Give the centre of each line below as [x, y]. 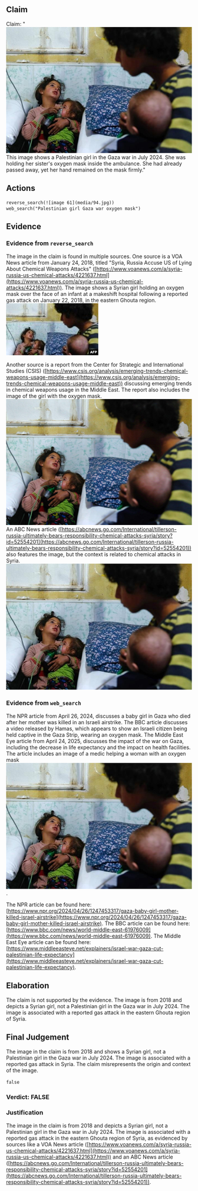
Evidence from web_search [44, 703]
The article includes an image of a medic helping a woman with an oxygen [96, 753]
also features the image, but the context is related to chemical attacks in [94, 555]
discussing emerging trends [158, 383]
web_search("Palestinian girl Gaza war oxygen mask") [74, 209]
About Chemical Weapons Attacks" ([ [52, 269]
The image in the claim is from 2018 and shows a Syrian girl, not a [86, 1051]
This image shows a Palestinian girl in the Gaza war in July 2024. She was [96, 157]
